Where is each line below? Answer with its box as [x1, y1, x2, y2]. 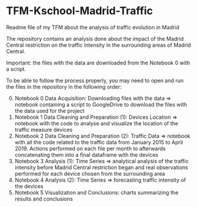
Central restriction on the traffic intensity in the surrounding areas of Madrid [6, 41, 191, 48]
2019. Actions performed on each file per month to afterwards [14, 145, 166, 152]
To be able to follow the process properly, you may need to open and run [6, 77, 184, 84]
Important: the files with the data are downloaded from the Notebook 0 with [6, 59, 190, 66]
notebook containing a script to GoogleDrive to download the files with [14, 101, 188, 108]
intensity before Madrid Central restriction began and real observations [14, 164, 188, 171]
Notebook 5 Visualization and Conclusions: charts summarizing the [14, 189, 179, 196]
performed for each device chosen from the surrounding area [14, 170, 166, 177]
